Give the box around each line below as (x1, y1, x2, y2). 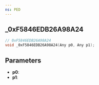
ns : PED (5, 7, 21, 12)
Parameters (5, 56, 41, 64)
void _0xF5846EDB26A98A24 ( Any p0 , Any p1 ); (5, 42, 95, 48)
